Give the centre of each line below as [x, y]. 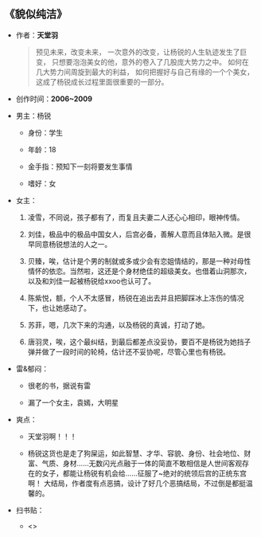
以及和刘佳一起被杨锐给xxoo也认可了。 [92, 280]
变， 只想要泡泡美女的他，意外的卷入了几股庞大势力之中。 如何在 [142, 61]
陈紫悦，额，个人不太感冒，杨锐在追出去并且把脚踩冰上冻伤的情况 [136, 298]
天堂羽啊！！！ [52, 436]
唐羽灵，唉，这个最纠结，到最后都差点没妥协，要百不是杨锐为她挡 [136, 342]
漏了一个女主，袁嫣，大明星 [73, 402]
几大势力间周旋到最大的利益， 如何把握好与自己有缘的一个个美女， [145, 72]
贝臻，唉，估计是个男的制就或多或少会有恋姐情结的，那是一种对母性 [139, 261]
